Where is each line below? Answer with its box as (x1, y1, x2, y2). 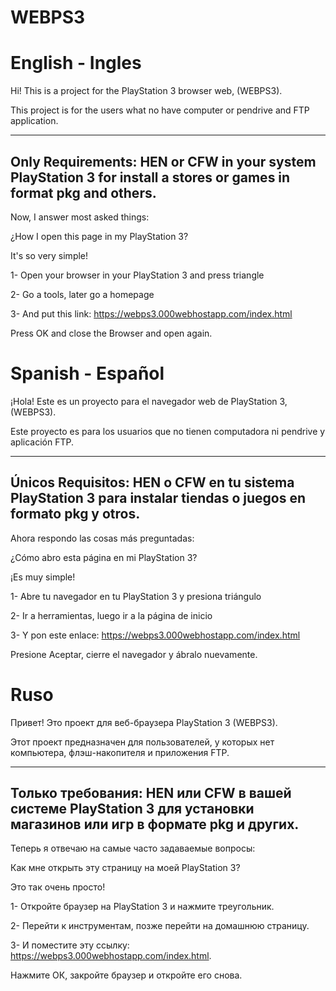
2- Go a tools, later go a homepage (10, 288, 155, 300)
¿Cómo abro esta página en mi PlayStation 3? (10, 551, 198, 563)
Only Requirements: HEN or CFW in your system (10, 153, 317, 170)
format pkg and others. (10, 184, 157, 201)
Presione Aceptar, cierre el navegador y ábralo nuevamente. (10, 648, 258, 660)
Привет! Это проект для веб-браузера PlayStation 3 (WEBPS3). (10, 716, 278, 728)
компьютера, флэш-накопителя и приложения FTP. (10, 746, 230, 758)
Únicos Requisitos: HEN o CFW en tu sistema (10, 474, 295, 491)
